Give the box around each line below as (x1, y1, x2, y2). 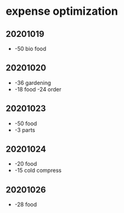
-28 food (14, 201, 37, 208)
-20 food (14, 160, 37, 168)
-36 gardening (14, 79, 51, 87)
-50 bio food (14, 45, 46, 52)
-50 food (14, 120, 37, 127)
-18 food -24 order (14, 85, 62, 93)
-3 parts (14, 126, 35, 133)
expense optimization (5, 4, 119, 18)
